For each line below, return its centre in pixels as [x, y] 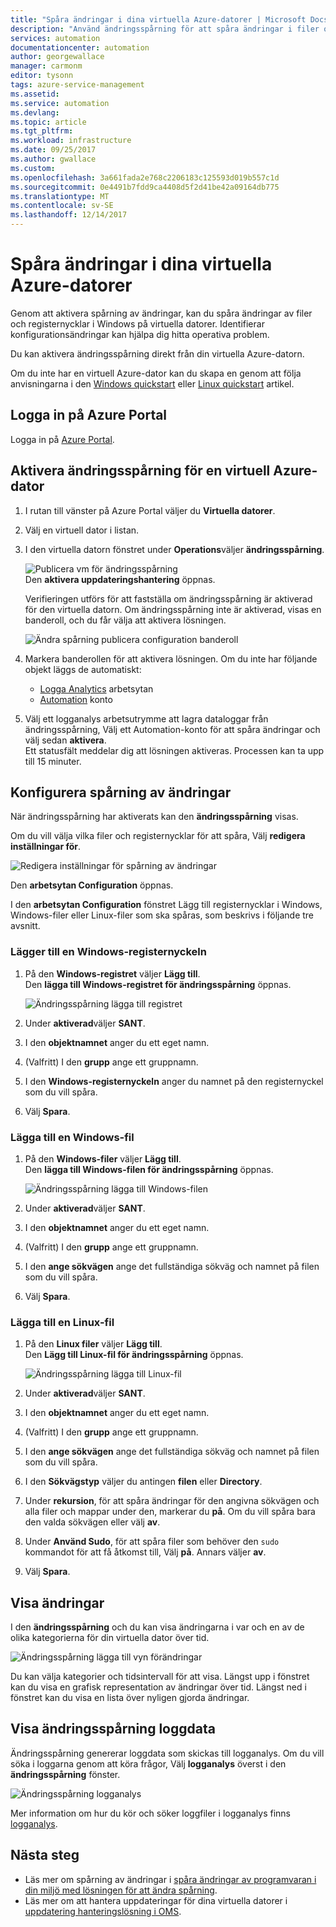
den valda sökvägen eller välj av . [92, 1522]
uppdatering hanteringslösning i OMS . [103, 1911]
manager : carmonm [46, 66]
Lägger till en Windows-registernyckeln [108, 952]
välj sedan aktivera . [65, 740]
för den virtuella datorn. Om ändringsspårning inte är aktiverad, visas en [173, 609]
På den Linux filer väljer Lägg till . [93, 1344]
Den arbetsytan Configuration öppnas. [92, 885]
